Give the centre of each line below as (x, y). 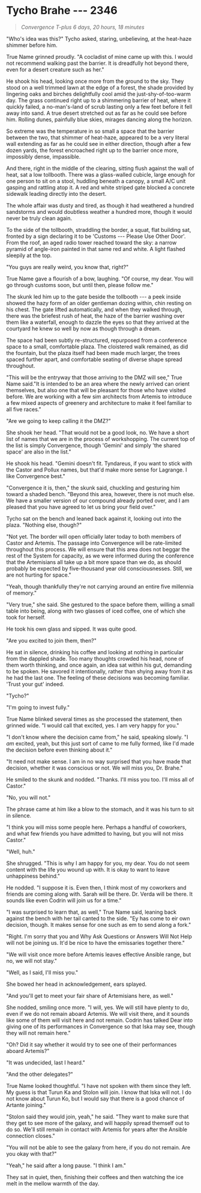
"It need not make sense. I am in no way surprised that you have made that (99, 761)
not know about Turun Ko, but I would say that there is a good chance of (95, 1098)
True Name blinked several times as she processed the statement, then (94, 719)
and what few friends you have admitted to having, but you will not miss (95, 833)
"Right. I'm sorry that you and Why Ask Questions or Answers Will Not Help (99, 936)
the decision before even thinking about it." (59, 750)
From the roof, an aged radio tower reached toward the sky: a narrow (91, 242)
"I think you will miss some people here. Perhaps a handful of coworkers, (97, 827)
